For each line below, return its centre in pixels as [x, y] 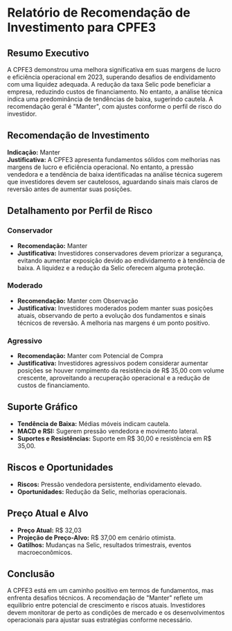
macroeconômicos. [45, 552]
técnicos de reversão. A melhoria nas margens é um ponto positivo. [114, 323]
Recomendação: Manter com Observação [78, 301]
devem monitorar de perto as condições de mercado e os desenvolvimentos [116, 613]
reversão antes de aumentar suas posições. [70, 189]
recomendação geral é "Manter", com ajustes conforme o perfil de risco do [114, 106]
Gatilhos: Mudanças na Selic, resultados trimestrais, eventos [104, 544]
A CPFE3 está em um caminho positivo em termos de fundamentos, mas [110, 591]
